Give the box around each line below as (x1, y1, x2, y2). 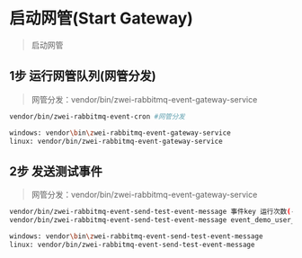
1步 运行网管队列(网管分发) (9, 68, 156, 84)
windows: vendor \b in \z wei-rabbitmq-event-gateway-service (9, 128, 231, 138)
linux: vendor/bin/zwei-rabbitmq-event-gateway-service (9, 137, 223, 146)
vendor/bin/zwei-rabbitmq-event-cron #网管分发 (9, 111, 186, 121)
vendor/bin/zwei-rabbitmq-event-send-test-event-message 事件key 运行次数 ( (9, 208, 291, 217)
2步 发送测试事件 (9, 164, 103, 179)
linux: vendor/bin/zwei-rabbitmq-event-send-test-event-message (9, 240, 255, 249)
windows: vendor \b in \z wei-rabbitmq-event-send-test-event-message (9, 231, 263, 241)
